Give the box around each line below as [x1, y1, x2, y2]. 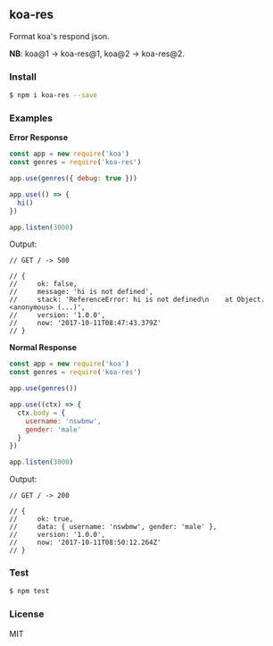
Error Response [9, 132, 69, 143]
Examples [9, 112, 54, 124]
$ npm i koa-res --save [9, 91, 98, 100]
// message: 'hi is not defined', [9, 288, 153, 297]
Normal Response [9, 342, 78, 353]
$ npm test [9, 587, 50, 596]
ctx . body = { [17, 408, 66, 417]
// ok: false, [9, 280, 78, 289]
